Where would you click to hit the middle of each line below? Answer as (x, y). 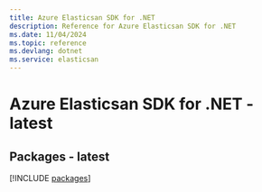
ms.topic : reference (48, 43)
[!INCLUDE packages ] (50, 178)
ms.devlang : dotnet (46, 51)
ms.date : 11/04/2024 (48, 34)
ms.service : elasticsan (54, 59)
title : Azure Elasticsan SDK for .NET (82, 18)
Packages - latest (60, 156)
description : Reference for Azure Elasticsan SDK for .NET (123, 26)
